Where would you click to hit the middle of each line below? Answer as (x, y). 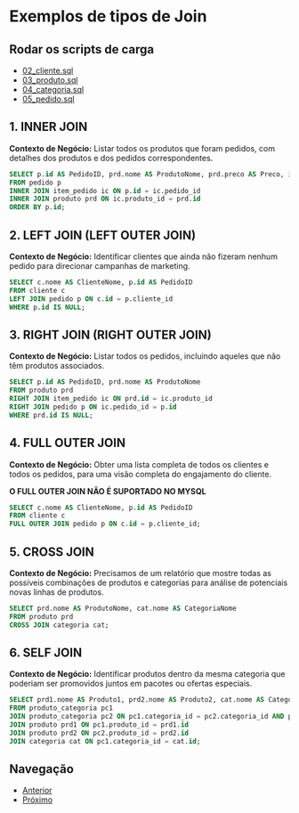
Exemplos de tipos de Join (108, 16)
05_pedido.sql (48, 99)
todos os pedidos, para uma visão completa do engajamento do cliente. (141, 474)
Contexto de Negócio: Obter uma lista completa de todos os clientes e (139, 464)
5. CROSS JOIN (52, 552)
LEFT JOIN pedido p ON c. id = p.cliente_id (91, 299)
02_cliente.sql (48, 70)
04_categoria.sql (53, 89)
